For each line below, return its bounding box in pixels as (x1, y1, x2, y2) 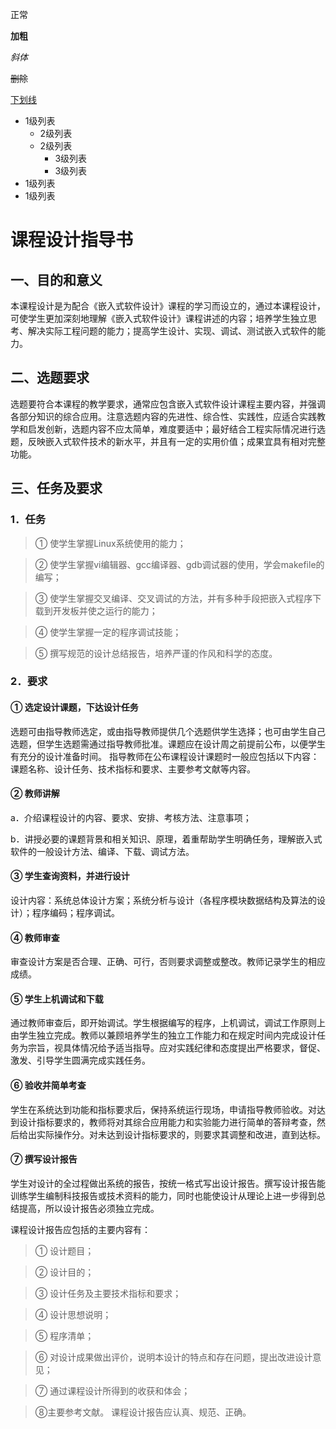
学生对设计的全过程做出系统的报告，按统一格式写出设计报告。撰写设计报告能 (10, 1177, 326, 1189)
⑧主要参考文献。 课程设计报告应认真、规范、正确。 (34, 1406, 252, 1418)
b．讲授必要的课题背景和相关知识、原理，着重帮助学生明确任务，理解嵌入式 (10, 833, 323, 845)
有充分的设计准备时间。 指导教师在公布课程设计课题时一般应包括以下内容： (10, 750, 320, 762)
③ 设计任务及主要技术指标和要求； (34, 1287, 182, 1299)
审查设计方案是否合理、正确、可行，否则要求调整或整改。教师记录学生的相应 (10, 956, 326, 968)
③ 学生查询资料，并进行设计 (10, 870, 130, 882)
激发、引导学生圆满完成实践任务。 (10, 1054, 151, 1067)
